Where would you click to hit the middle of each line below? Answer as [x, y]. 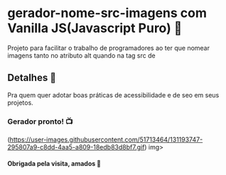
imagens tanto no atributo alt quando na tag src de [81, 55]
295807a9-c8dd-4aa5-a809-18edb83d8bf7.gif [76, 147]
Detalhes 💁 [32, 78]
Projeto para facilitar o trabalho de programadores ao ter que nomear [108, 48]
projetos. [20, 102]
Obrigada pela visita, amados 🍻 [54, 163]
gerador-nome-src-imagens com [107, 13]
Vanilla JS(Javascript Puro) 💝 [95, 28]
